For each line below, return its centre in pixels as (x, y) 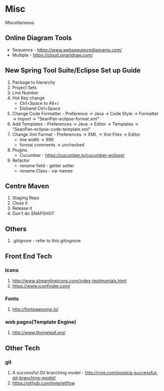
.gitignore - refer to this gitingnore (46, 241)
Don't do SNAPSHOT (33, 214)
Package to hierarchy (34, 82)
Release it (22, 208)
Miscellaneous (20, 23)
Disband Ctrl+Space (40, 108)
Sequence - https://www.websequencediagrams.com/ (67, 49)
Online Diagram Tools (38, 38)
